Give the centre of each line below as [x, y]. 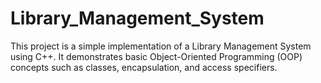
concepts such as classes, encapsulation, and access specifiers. [144, 67]
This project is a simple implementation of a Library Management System [161, 46]
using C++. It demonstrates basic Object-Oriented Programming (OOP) [156, 56]
